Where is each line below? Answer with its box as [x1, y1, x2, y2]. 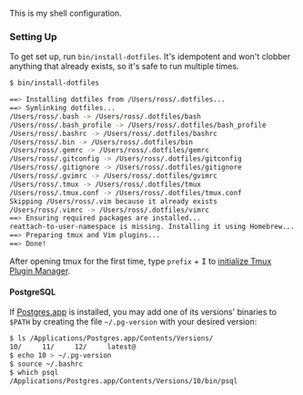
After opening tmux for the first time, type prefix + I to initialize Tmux [9, 255, 272, 266]
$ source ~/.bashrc [9, 359, 84, 369]
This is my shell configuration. [9, 8, 123, 18]
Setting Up [9, 30, 57, 43]
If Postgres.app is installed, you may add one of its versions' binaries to [9, 307, 278, 317]
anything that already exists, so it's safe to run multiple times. [9, 61, 239, 72]
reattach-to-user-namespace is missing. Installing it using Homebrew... [9, 223, 296, 232]
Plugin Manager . [9, 265, 71, 276]
